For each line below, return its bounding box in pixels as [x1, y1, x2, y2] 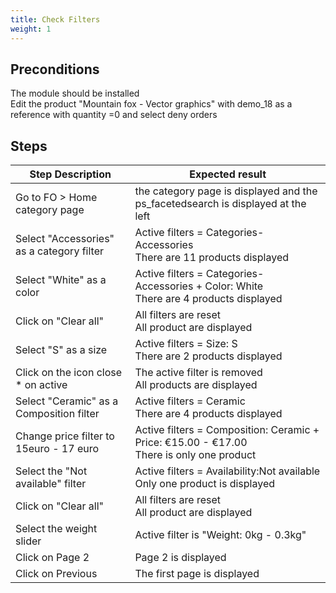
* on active [15, 378, 68, 392]
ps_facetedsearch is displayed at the [134, 197, 307, 211]
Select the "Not [15, 464, 88, 478]
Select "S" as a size [15, 343, 108, 357]
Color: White [204, 279, 264, 293]
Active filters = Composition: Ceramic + [134, 423, 320, 437]
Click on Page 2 [15, 551, 90, 565]
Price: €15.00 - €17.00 [134, 436, 248, 450]
